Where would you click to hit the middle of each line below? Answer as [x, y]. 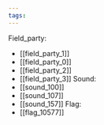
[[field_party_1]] [45, 53]
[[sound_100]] [42, 87]
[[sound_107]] [42, 95]
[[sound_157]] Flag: [50, 104]
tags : [17, 15]
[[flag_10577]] [42, 112]
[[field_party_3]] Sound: [58, 78]
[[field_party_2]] [46, 70]
